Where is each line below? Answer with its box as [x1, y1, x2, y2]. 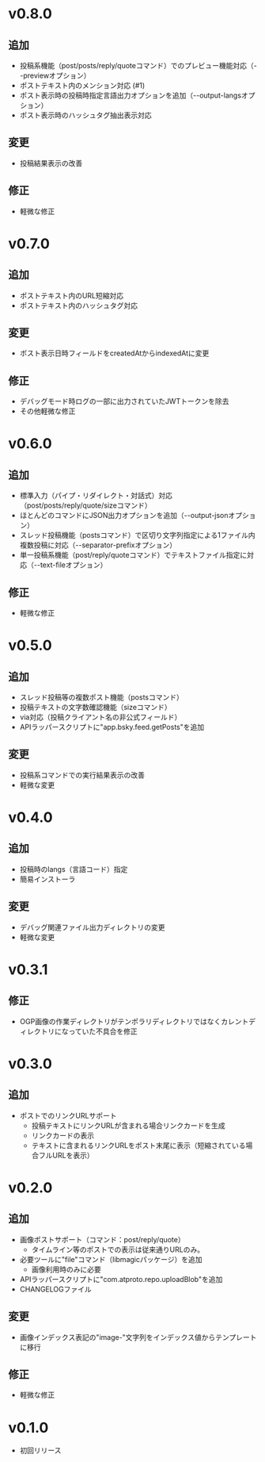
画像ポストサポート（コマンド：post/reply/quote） [19, 1234, 185, 1244]
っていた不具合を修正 [68, 1026, 138, 1036]
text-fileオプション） [40, 560, 108, 570]
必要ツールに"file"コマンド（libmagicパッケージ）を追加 [19, 1254, 203, 1264]
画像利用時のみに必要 [31, 1264, 101, 1274]
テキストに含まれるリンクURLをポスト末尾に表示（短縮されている [31, 1140, 247, 1150]
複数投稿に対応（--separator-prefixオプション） [19, 540, 176, 550]
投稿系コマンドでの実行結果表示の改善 [19, 770, 145, 780]
